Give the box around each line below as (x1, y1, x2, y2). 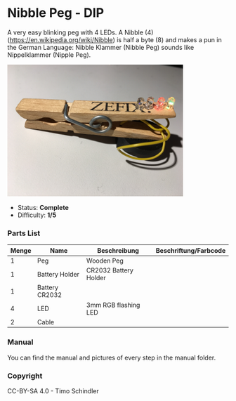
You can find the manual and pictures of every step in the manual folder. (7, 353, 216, 362)
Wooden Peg (86, 256, 124, 265)
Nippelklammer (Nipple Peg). (7, 51, 91, 59)
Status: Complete (17, 203, 69, 211)
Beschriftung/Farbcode (155, 246, 226, 254)
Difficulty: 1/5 (17, 211, 57, 219)
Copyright (7, 371, 43, 381)
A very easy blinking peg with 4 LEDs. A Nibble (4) (7, 28, 154, 37)
